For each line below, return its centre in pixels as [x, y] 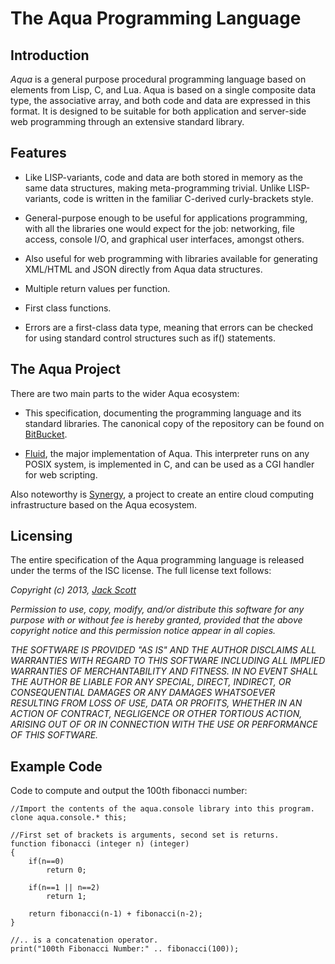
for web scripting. [61, 474]
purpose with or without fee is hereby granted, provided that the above [156, 620]
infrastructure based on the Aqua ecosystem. [104, 504]
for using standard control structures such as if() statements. [150, 338]
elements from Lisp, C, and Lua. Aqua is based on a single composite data [163, 90]
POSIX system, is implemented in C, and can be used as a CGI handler [169, 464]
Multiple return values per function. [97, 288]
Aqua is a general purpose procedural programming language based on [158, 79]
